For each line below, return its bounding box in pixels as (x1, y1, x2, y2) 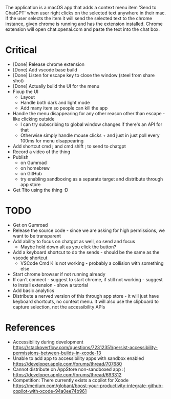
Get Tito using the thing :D (12, 187, 69, 193)
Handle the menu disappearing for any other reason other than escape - (12, 110, 165, 116)
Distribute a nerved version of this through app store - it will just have (12, 293, 159, 299)
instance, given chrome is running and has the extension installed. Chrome (5, 21, 163, 27)
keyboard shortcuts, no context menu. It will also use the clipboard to (12, 298, 159, 304)
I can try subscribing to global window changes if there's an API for (20, 121, 163, 128)
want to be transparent (12, 232, 61, 239)
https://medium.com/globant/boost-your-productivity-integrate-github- (12, 383, 164, 389)
